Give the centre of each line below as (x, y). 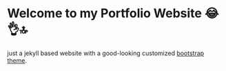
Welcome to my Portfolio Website (104, 13)
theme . (17, 60)
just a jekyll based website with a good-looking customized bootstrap (106, 53)
